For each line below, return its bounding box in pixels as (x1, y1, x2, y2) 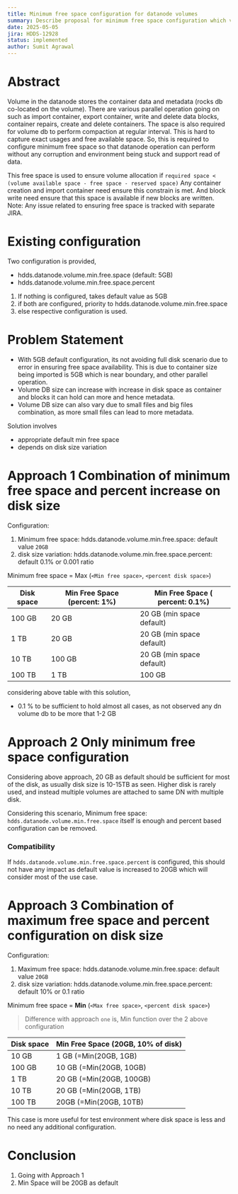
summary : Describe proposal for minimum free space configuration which (7, 17, 227, 24)
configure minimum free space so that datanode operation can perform (7, 142, 216, 151)
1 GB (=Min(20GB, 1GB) (55, 1051, 137, 1061)
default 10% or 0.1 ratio (17, 987, 85, 996)
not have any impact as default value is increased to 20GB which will (7, 865, 208, 873)
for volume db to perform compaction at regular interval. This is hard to (7, 127, 215, 135)
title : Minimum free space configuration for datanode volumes (7, 10, 198, 18)
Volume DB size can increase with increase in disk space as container (17, 385, 222, 394)
